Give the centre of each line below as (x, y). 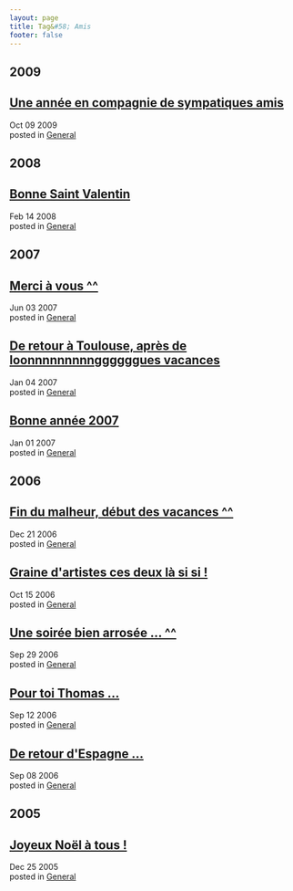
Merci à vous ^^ (54, 285)
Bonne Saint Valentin (70, 194)
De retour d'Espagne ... (76, 754)
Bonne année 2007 (65, 421)
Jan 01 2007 (33, 443)
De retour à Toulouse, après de (98, 346)
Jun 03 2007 (33, 308)
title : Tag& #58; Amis (51, 26)
